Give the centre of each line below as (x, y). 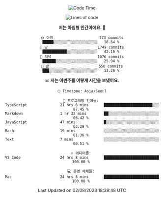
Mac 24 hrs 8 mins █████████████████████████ (82, 177)
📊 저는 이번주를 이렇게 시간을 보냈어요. (82, 80)
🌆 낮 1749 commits (82, 47)
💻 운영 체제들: (81, 171)
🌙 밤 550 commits (82, 66)
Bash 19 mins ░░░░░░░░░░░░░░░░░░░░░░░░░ (82, 131)
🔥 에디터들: (81, 153)
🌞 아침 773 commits (82, 38)
